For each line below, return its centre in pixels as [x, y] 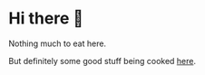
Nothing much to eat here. [57, 43]
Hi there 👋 [46, 19]
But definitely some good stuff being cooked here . [102, 61]
